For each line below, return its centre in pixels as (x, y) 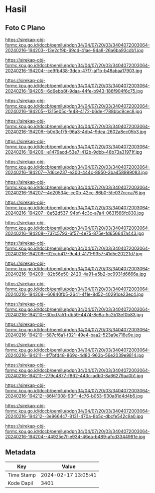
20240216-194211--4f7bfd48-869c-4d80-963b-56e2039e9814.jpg (75, 355)
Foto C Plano (25, 28)
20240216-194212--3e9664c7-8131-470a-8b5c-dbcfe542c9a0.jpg (74, 416)
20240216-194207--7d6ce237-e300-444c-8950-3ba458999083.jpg (77, 172)
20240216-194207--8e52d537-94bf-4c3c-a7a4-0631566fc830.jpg (75, 213)
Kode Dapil (20, 483)
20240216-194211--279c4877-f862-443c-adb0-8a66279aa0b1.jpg (74, 376)
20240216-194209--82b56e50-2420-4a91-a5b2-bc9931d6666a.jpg (76, 274)
